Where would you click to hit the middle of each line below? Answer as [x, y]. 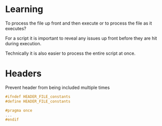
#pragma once [19, 110]
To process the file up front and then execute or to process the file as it [78, 23]
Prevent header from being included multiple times [58, 87]
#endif [12, 120]
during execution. [23, 43]
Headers [23, 74]
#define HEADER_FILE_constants [38, 101]
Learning [24, 9]
